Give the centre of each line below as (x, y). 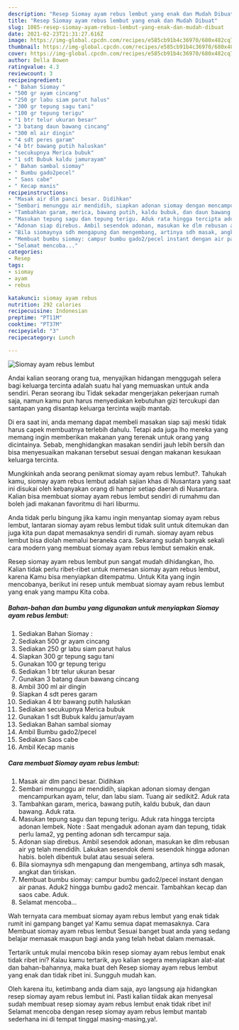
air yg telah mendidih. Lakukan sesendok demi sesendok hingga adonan (124, 849)
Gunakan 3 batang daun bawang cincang (78, 679)
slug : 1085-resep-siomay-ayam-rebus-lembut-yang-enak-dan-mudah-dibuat (116, 27)
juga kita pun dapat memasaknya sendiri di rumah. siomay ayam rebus (111, 532)
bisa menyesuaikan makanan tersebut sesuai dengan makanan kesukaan (115, 452)
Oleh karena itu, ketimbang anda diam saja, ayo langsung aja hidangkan (113, 989)
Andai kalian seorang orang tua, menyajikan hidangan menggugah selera (115, 378)
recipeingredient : (35, 80)
